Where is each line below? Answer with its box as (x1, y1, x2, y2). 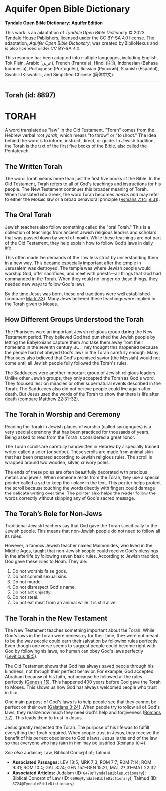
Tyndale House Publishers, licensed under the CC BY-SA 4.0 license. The (5, 35, 155, 41)
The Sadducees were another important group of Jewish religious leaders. (5, 370, 157, 376)
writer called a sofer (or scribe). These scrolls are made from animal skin (5, 449, 153, 455)
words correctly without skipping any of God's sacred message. (5, 495, 136, 501)
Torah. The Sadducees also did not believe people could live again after (5, 385, 151, 392)
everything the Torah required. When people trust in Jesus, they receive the (5, 730, 160, 736)
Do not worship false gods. (12, 568, 68, 574)
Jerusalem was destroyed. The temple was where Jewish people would (5, 265, 151, 271)
